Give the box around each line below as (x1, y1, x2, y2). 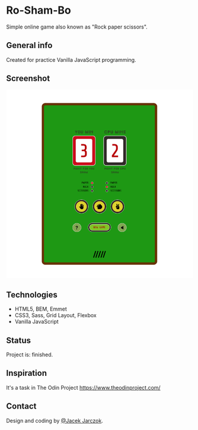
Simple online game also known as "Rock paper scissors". (6, 23, 148, 30)
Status (6, 335, 31, 345)
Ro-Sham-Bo (6, 4, 71, 17)
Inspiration (6, 368, 47, 378)
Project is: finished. (6, 351, 53, 358)
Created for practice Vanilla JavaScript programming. (6, 56, 136, 63)
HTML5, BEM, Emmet (14, 305, 67, 312)
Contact (6, 401, 37, 412)
